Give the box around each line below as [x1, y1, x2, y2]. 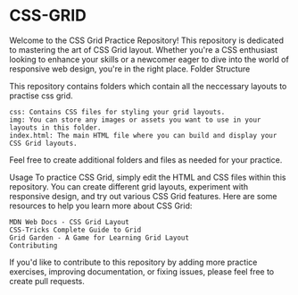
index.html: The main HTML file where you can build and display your [9, 131, 277, 139]
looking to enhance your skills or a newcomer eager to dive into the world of [9, 54, 290, 64]
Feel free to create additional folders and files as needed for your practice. [9, 154, 283, 165]
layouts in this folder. [9, 122, 102, 132]
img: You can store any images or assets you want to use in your [9, 115, 261, 124]
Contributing [9, 240, 58, 250]
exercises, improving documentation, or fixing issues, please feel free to [9, 265, 275, 277]
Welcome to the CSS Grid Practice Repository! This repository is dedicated [9, 35, 284, 46]
